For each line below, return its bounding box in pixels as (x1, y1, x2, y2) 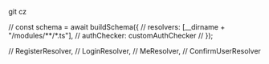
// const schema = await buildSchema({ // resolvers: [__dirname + (8, 22, 226, 31)
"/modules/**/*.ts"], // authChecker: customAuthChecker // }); (8, 31, 214, 40)
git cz (8, 7, 27, 16)
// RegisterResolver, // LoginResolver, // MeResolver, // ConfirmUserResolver (8, 46, 261, 55)
